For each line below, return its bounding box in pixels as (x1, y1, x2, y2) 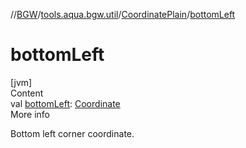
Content (10, 87, 44, 99)
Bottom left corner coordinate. (10, 127, 135, 139)
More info (10, 108, 51, 120)
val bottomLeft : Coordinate (10, 97, 121, 109)
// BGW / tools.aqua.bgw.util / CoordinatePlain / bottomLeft (10, 9, 236, 20)
